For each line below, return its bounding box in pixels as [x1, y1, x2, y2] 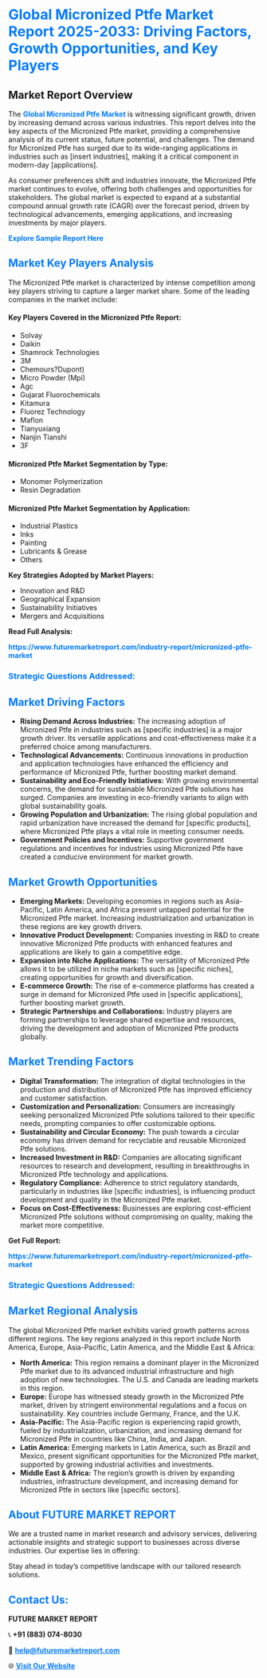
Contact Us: [8, 1593, 69, 1606]
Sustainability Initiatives [19, 603, 98, 613]
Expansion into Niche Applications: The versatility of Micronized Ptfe [19, 955, 249, 965]
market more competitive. [19, 1220, 105, 1230]
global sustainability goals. [19, 802, 108, 811]
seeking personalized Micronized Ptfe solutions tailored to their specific [19, 1110, 255, 1120]
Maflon [19, 416, 44, 425]
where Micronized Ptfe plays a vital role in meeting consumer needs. [19, 827, 245, 837]
